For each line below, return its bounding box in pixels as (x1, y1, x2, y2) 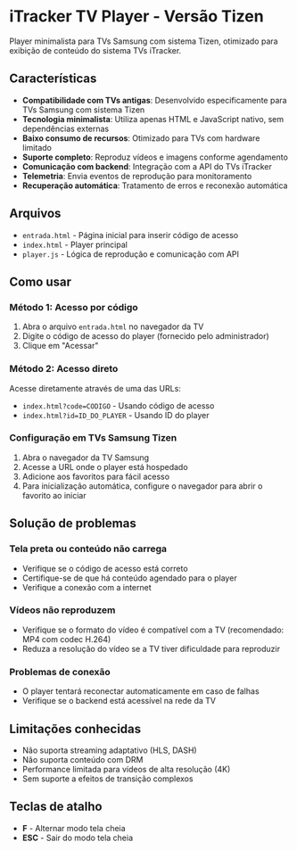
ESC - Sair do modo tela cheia (21, 832, 134, 843)
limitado (21, 142, 52, 153)
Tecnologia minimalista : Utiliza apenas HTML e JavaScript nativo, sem (21, 113, 284, 124)
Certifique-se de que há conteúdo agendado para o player (21, 573, 238, 583)
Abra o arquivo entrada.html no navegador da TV (21, 321, 204, 332)
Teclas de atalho (9, 799, 103, 814)
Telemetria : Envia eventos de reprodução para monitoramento (21, 170, 252, 181)
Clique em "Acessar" (21, 341, 99, 351)
